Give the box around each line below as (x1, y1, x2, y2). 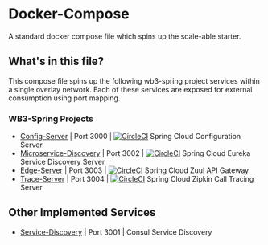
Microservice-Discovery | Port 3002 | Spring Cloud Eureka (19, 149, 251, 158)
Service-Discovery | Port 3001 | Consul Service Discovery (19, 227, 212, 237)
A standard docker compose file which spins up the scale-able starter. (8, 31, 241, 41)
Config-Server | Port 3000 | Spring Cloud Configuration (19, 132, 241, 141)
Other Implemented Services (8, 206, 156, 219)
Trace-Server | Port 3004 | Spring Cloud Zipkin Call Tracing (19, 174, 254, 184)
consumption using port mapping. (8, 93, 121, 103)
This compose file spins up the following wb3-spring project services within (8, 76, 260, 85)
